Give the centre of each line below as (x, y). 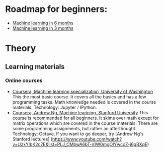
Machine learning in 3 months (43, 28)
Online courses (24, 80)
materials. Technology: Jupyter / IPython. (54, 107)
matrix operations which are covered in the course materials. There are (85, 123)
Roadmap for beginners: (56, 9)
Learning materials (35, 66)
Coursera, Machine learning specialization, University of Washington (82, 91)
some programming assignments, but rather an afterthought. (74, 128)
